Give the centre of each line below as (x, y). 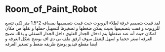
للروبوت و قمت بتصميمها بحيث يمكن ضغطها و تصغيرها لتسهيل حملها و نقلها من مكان (82, 28)
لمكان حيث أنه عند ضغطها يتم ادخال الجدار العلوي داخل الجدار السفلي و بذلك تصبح (81, 33)
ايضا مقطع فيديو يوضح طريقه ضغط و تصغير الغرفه (51, 44)
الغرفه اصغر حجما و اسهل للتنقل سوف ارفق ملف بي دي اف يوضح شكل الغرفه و (79, 39)
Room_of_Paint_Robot (51, 9)
